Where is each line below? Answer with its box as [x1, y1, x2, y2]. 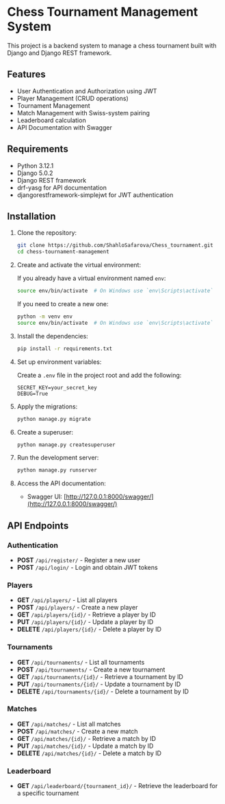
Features [7, 69, 46, 80]
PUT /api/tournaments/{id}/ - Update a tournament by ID [16, 680, 181, 688]
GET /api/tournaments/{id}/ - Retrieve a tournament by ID [16, 672, 183, 680]
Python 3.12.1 [16, 161, 54, 170]
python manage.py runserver [16, 467, 97, 474]
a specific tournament [16, 789, 79, 797]
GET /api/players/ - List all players [16, 596, 118, 604]
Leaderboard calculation [16, 116, 87, 124]
